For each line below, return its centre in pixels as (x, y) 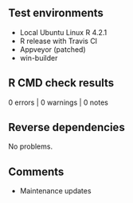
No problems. (31, 146)
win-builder (39, 58)
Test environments (56, 13)
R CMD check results (61, 83)
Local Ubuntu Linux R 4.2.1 (63, 32)
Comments (36, 171)
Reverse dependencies (66, 127)
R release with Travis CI (59, 41)
